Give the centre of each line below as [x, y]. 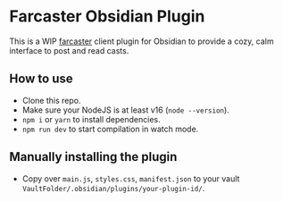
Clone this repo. [51, 100]
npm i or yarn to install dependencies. [91, 119]
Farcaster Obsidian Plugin [107, 17]
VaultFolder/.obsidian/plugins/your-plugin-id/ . [113, 188]
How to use [41, 79]
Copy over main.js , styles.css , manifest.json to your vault [131, 178]
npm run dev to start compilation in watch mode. [110, 129]
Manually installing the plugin [93, 157]
